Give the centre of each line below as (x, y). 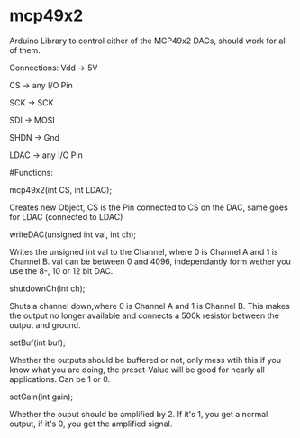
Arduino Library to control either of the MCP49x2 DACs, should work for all (148, 41)
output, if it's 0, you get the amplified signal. (91, 424)
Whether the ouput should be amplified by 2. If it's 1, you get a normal (139, 414)
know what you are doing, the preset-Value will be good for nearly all (137, 370)
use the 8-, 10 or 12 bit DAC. (61, 270)
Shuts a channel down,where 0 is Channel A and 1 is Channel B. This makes (150, 306)
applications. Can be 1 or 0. (60, 379)
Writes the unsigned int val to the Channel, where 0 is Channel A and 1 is (144, 251)
